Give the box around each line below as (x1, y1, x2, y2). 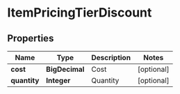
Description (91, 53, 131, 62)
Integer (46, 76, 71, 85)
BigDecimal (46, 64, 85, 74)
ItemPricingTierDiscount (7, 5, 152, 21)
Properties (7, 32, 54, 44)
